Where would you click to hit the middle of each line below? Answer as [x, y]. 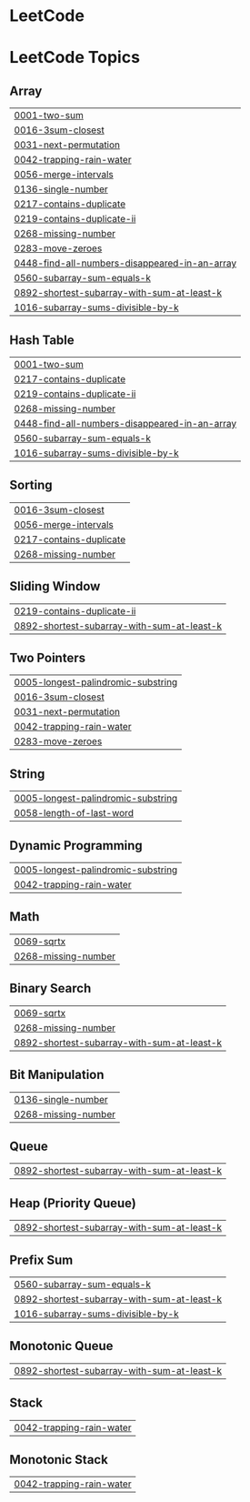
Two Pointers [48, 658]
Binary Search [50, 988]
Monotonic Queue [61, 1346]
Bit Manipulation [57, 1075]
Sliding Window [55, 586]
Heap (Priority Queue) [73, 1203]
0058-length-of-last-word [74, 813]
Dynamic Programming [76, 846]
